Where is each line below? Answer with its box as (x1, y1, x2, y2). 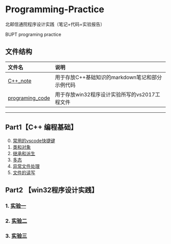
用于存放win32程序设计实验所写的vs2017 (55, 91, 155, 98)
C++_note (8, 77, 32, 84)
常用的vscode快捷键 (12, 137, 55, 143)
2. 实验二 (5, 217, 27, 224)
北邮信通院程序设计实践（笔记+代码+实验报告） (5, 21, 105, 27)
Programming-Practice (5, 4, 104, 15)
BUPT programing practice (5, 31, 62, 37)
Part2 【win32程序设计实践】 (5, 185, 98, 194)
